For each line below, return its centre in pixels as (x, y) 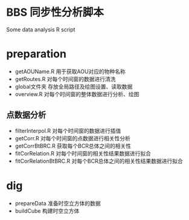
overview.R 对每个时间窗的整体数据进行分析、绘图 (77, 94)
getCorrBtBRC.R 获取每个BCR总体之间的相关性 (73, 146)
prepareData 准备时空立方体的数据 (58, 203)
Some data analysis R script (41, 29)
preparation (36, 54)
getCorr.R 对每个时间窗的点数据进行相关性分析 (73, 138)
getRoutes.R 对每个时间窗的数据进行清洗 (65, 79)
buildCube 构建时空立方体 (47, 211)
